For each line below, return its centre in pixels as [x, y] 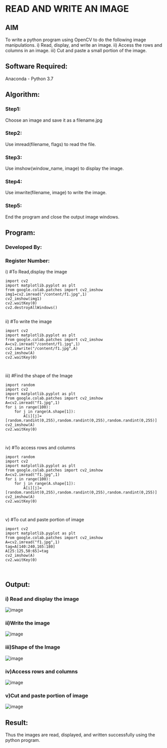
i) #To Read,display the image [36, 272]
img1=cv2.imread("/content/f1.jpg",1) [46, 295]
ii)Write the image [28, 623]
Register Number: [28, 261]
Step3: [14, 157]
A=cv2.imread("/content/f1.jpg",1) [43, 344]
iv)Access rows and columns [41, 671]
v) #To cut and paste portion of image [45, 520]
